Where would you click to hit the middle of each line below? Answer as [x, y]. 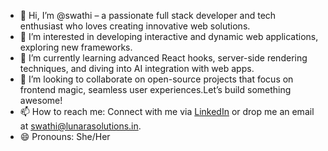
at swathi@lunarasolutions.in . [80, 126]
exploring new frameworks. [76, 47]
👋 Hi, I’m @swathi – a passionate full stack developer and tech [148, 15]
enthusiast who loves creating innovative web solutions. [135, 26]
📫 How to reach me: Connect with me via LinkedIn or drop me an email [167, 111]
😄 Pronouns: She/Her [65, 136]
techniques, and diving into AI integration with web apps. [137, 68]
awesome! [41, 100]
